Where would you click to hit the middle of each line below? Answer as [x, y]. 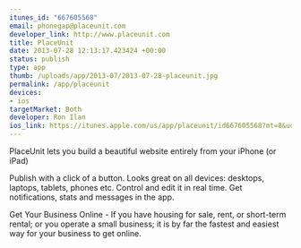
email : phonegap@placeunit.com [68, 26]
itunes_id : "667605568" [54, 17]
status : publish [39, 59]
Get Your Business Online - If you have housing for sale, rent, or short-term [148, 214]
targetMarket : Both [46, 109]
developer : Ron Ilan [48, 117]
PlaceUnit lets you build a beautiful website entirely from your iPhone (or [143, 151]
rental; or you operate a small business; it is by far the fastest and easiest [144, 224]
